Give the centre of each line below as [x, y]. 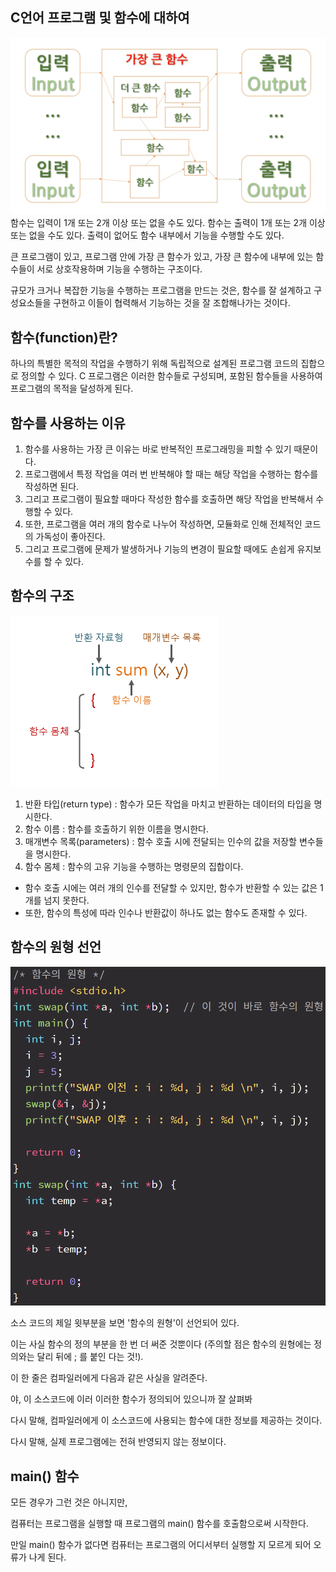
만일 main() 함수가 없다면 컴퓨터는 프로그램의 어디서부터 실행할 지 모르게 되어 [161, 1545]
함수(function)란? [64, 337]
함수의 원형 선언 [56, 947]
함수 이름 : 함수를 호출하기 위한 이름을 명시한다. [117, 829]
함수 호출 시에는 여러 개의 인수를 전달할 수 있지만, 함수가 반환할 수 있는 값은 [171, 887]
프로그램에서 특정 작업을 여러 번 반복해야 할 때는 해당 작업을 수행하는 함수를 [171, 474]
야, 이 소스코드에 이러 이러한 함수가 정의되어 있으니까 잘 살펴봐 [131, 1399]
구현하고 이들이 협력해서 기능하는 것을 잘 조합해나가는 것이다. [172, 303]
